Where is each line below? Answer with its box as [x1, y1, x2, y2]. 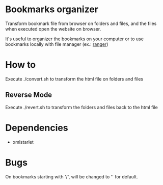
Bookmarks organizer [5, 4, 98, 15]
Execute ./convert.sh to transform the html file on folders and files [5, 75, 144, 82]
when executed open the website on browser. [5, 25, 101, 32]
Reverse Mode [5, 91, 52, 99]
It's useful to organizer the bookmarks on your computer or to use [5, 36, 144, 42]
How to [5, 59, 36, 71]
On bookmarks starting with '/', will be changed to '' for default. [5, 173, 139, 179]
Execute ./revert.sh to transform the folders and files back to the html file [5, 104, 158, 110]
